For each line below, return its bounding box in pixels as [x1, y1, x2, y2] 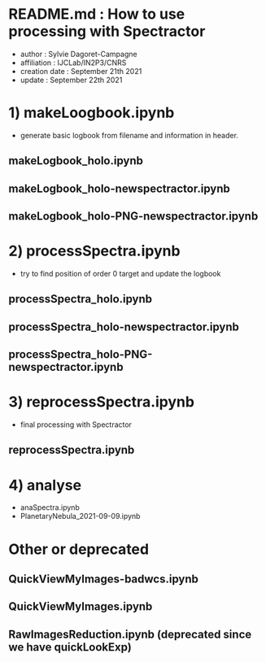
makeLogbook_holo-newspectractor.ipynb [8, 181, 230, 195]
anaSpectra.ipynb [20, 503, 80, 512]
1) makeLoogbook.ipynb [8, 103, 175, 122]
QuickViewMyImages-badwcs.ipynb [8, 573, 199, 586]
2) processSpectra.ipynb [8, 242, 181, 260]
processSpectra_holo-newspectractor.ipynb [8, 320, 240, 333]
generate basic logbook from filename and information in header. [20, 130, 238, 140]
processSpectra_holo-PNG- [8, 347, 153, 362]
